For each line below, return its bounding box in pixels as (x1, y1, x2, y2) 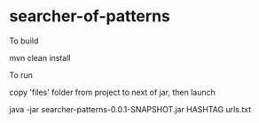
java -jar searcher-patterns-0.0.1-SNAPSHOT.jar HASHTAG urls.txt (9, 104, 252, 114)
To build (9, 35, 39, 46)
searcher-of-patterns (9, 6, 171, 27)
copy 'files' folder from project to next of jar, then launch (9, 87, 216, 97)
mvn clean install (9, 52, 71, 63)
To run (9, 69, 34, 81)
